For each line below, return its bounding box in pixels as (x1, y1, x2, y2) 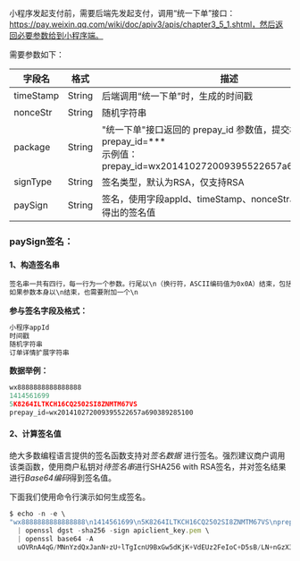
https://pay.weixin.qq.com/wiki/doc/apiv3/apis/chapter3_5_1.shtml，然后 (9, 19, 276, 30)
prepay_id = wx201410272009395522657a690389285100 (9, 408, 194, 417)
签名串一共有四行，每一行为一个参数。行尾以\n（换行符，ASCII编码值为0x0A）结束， (9, 280, 279, 289)
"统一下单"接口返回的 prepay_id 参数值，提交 (101, 123, 290, 136)
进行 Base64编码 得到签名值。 (9, 472, 116, 483)
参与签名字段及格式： (9, 305, 87, 316)
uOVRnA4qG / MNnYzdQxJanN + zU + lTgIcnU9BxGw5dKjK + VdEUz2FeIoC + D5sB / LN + (17, 542, 274, 552)
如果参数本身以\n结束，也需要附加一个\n (9, 288, 138, 297)
